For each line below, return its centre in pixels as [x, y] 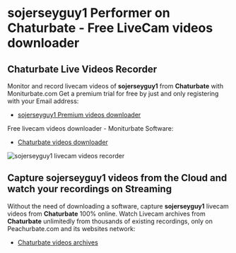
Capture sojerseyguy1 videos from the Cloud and [117, 178]
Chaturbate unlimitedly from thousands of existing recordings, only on [110, 221]
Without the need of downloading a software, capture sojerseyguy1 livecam [118, 206]
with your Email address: [43, 101]
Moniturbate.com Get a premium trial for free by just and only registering [113, 94]
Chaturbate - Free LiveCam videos [110, 28]
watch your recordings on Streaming [89, 189]
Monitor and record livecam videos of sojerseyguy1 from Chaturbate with [116, 86]
